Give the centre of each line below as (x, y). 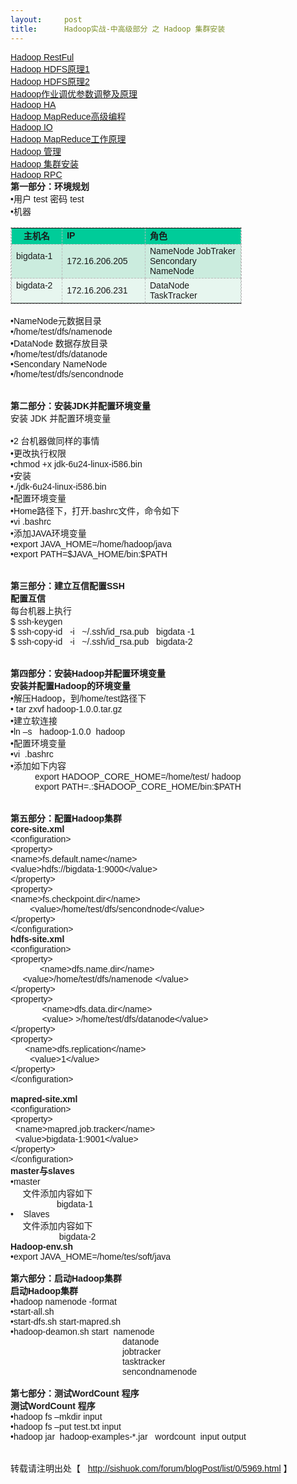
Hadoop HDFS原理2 (50, 81)
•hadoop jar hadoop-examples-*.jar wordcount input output (128, 1436)
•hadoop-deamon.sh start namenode (82, 1331)
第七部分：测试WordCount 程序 (75, 1393)
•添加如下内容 (38, 766)
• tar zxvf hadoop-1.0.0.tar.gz (66, 709)
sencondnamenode (159, 1371)
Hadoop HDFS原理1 (50, 69)
